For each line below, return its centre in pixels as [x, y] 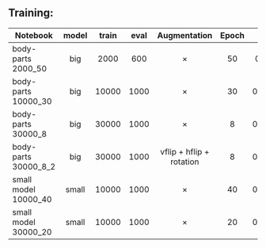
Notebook [34, 35]
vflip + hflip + [184, 151]
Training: [31, 13]
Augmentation [185, 35]
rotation [184, 162]
